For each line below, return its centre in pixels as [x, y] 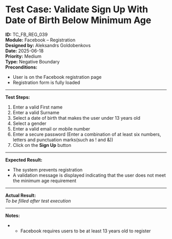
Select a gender [29, 123]
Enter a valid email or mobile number [51, 128]
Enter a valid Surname [36, 112]
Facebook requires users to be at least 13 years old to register [85, 231]
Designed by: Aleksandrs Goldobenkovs [48, 45]
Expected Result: [24, 160]
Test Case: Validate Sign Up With [77, 9]
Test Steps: [18, 97]
